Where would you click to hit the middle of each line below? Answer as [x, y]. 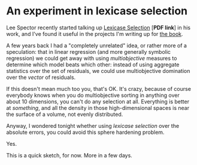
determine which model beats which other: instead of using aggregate [93, 65]
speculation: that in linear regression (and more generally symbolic [89, 51]
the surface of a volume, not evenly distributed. [65, 114]
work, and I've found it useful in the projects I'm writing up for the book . [95, 33]
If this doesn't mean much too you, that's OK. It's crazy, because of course [99, 88]
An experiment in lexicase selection [97, 11]
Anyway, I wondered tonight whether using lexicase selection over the [93, 126]
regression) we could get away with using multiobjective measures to [92, 58]
